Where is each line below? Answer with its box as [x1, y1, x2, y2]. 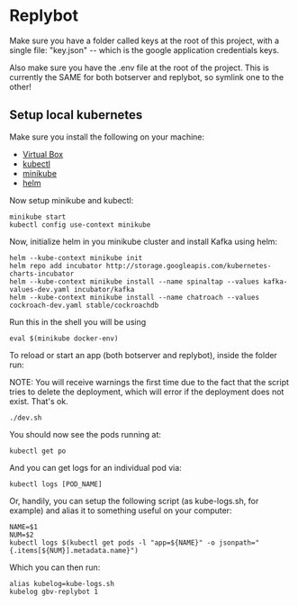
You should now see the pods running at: [9, 429, 162, 439]
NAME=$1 [9, 522, 39, 531]
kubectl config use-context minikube [9, 220, 151, 230]
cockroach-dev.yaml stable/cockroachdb [9, 301, 159, 310]
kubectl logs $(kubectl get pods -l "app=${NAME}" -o [9, 537, 216, 547]
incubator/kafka [73, 284, 135, 293]
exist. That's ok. [9, 395, 69, 406]
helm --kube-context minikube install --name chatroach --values [9, 293, 259, 302]
